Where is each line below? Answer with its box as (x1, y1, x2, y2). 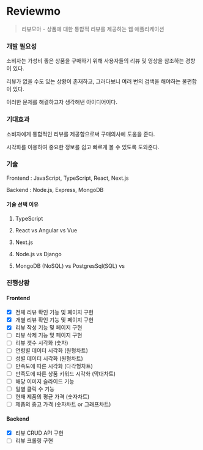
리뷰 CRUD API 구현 (15, 429, 64, 437)
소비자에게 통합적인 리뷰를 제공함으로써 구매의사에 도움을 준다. (6, 130, 155, 138)
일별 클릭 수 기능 (15, 385, 55, 393)
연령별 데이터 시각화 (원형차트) (15, 347, 89, 354)
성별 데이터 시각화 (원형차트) (15, 355, 84, 362)
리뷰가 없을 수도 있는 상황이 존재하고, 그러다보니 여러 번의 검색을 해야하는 (6, 78, 181, 85)
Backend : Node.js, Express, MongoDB (6, 186, 104, 193)
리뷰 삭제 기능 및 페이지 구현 (15, 331, 83, 339)
